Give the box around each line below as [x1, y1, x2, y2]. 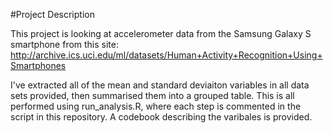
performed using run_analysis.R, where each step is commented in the [10, 100, 302, 112]
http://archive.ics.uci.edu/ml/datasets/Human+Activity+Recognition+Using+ [10, 49, 323, 61]
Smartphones [10, 60, 67, 71]
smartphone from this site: [10, 39, 120, 50]
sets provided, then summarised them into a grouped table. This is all [10, 90, 295, 101]
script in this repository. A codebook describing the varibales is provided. [10, 111, 313, 123]
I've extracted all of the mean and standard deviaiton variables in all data [10, 79, 310, 91]
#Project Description [10, 9, 95, 20]
